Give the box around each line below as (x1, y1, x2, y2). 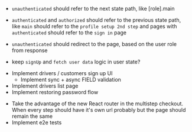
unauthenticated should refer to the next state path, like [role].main (11, 5, 175, 12)
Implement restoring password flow (11, 89, 99, 95)
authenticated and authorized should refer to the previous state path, (11, 17, 181, 23)
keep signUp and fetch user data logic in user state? (11, 59, 141, 65)
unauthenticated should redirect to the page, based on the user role (11, 41, 177, 47)
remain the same (11, 112, 53, 120)
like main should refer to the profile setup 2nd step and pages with (11, 23, 177, 30)
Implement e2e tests (11, 119, 62, 126)
